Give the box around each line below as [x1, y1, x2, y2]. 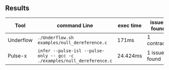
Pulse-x [8, 52, 27, 59]
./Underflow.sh [37, 34, 74, 40]
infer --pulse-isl [37, 47, 82, 53]
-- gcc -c [50, 52, 74, 58]
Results [5, 4, 30, 12]
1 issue [146, 49, 164, 56]
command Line [57, 22, 94, 29]
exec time [117, 22, 142, 29]
